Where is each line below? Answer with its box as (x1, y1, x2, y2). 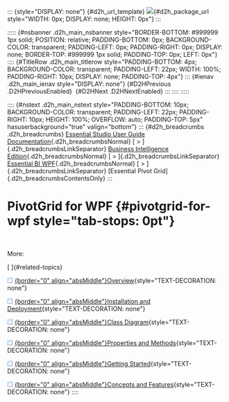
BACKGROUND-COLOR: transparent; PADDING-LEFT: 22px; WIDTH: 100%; (7, 65, 221, 73)
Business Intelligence (108, 145, 169, 152)
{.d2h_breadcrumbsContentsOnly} (7, 174, 106, 182)
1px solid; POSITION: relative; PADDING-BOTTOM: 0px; (7, 35, 164, 44)
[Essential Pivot (108, 167, 153, 175)
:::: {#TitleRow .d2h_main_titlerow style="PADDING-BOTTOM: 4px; (7, 58, 198, 66)
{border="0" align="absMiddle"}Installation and (15, 297, 151, 305)
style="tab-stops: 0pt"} (33, 213, 176, 229)
